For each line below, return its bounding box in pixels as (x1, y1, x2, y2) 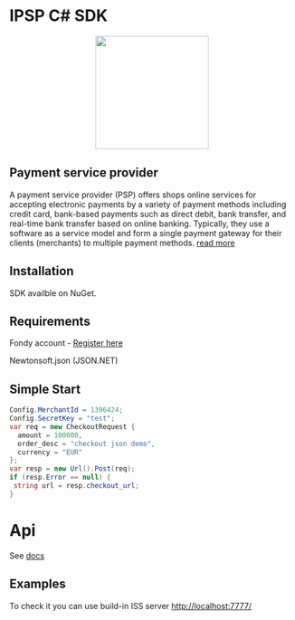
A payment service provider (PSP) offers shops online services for (9, 189, 256, 200)
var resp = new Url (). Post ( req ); (9, 464, 136, 473)
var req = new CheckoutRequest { (9, 422, 136, 431)
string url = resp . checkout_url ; (13, 482, 140, 491)
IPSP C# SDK (9, 5, 109, 26)
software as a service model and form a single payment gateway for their (9, 227, 282, 238)
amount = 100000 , (17, 431, 83, 440)
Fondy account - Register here (9, 338, 124, 348)
